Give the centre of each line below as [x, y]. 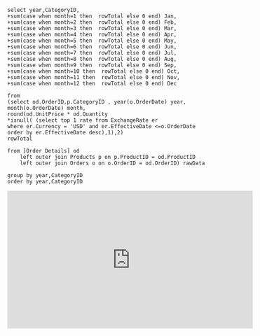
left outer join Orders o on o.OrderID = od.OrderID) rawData [112, 163]
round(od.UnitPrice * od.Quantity [58, 114]
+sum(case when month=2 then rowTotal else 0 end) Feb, [92, 22]
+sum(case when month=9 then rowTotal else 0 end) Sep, [92, 65]
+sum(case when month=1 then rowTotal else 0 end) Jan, [92, 16]
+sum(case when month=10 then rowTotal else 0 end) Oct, [94, 71]
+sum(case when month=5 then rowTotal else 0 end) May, [92, 41]
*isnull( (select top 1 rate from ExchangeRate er [83, 120]
